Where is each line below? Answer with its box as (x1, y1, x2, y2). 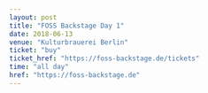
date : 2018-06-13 (9, 29, 73, 38)
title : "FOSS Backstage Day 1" (9, 21, 125, 30)
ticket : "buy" (9, 46, 62, 55)
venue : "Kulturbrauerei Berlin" (9, 37, 128, 47)
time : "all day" (9, 63, 69, 72)
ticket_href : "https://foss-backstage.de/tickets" (9, 54, 200, 63)
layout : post (9, 12, 58, 22)
